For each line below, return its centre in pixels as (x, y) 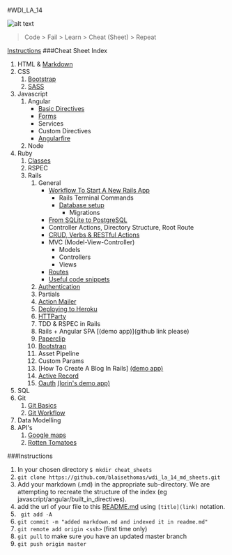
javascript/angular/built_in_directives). (72, 499)
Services (51, 124)
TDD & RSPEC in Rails (69, 324)
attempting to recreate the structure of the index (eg (92, 492)
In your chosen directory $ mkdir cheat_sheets (85, 469)
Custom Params (61, 361)
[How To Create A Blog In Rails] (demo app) (101, 368)
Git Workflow (46, 413)
